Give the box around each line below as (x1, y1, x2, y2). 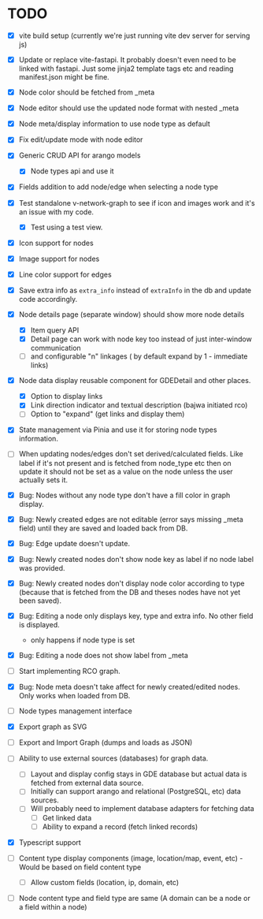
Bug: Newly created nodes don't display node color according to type (18, 579, 245, 588)
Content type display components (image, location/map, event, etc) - (18, 853, 243, 863)
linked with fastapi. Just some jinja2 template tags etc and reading (18, 64, 234, 73)
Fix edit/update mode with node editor (18, 135, 143, 144)
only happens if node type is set (30, 635, 135, 645)
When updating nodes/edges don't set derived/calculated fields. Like (18, 449, 243, 459)
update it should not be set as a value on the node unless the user (18, 467, 233, 476)
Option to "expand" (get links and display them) (30, 409, 185, 419)
